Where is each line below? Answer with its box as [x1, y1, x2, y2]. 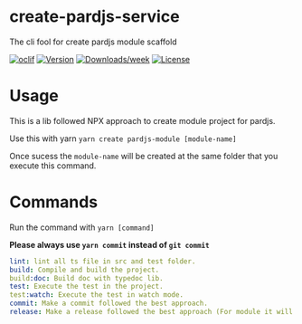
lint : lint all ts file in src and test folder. [9, 256, 196, 266]
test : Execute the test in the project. [9, 282, 165, 291]
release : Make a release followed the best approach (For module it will [9, 308, 294, 317]
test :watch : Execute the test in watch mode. [9, 291, 184, 300]
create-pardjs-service [9, 6, 180, 27]
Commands [9, 192, 99, 213]
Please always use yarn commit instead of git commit [9, 239, 210, 250]
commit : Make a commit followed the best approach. [9, 299, 208, 309]
